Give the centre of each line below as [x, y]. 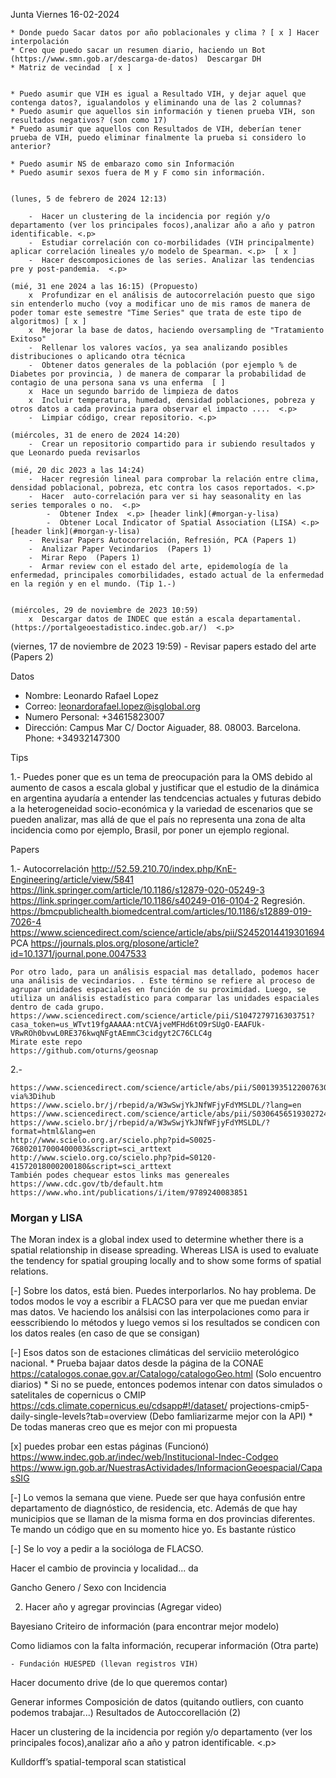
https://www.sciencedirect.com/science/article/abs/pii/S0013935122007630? [171, 1088]
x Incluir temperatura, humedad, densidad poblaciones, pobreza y [171, 400]
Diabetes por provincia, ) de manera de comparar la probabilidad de [158, 374]
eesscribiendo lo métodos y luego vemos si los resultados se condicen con [165, 1323]
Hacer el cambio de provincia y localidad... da [104, 1568]
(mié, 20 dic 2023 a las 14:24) [77, 470]
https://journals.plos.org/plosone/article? [115, 943]
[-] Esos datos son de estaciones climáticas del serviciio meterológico [155, 1353]
